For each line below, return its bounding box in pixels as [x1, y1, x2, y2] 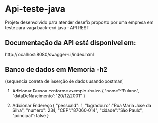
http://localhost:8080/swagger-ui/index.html [5, 51, 94, 57]
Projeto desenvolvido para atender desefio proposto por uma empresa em [5, 19, 154, 25]
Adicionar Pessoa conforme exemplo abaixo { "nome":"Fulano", [12, 88, 140, 93]
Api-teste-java [5, 3, 66, 15]
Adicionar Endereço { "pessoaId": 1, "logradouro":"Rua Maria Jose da [12, 102, 152, 108]
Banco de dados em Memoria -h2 [5, 65, 108, 74]
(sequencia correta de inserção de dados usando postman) [5, 78, 124, 84]
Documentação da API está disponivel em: [5, 39, 136, 47]
